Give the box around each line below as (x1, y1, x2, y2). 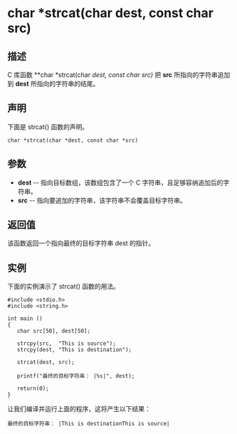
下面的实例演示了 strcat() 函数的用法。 (7, 282, 120, 291)
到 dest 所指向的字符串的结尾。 (7, 80, 100, 88)
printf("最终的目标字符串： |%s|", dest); (16, 373, 135, 380)
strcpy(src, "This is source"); (16, 340, 116, 347)
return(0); (16, 385, 50, 393)
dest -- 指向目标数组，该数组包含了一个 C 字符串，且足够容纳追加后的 (17, 178, 223, 187)
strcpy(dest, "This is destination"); (16, 346, 132, 353)
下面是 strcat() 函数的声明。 (7, 123, 89, 131)
